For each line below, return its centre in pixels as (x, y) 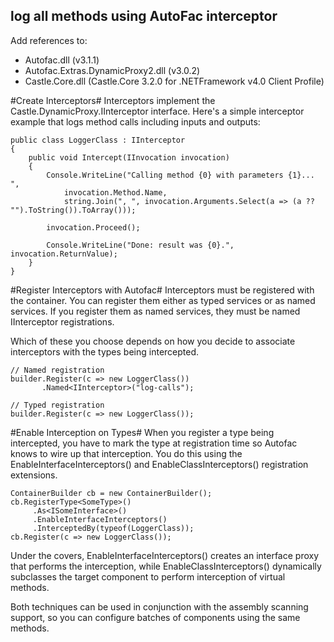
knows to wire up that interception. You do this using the (126, 453)
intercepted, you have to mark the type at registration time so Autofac (154, 443)
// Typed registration (57, 405)
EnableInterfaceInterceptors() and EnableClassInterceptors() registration (159, 464)
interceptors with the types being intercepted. (105, 351)
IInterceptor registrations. (62, 321)
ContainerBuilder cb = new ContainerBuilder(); (111, 493)
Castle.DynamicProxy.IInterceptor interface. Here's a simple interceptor (157, 111)
